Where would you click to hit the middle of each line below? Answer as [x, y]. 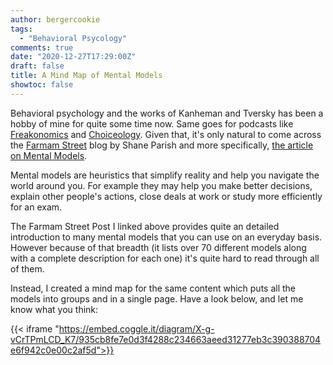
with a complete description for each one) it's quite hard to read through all [165, 258]
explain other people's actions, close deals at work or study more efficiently [166, 196]
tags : [21, 29]
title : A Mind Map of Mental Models [86, 76]
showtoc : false [42, 85]
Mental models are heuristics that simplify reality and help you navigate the [165, 175]
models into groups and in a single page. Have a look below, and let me [157, 298]
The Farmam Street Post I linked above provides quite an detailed [145, 226]
